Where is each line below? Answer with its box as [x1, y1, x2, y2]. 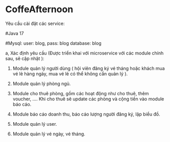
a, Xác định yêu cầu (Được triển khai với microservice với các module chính [5, 50, 164, 56]
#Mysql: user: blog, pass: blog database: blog [5, 40, 102, 46]
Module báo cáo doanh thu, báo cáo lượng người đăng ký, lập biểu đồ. [12, 111, 160, 117]
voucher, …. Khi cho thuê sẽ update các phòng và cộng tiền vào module [12, 96, 164, 102]
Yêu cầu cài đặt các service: [5, 20, 65, 26]
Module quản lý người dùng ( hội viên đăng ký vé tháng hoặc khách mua [12, 65, 165, 71]
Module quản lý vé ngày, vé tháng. [12, 131, 86, 137]
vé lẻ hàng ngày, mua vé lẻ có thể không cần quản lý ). [12, 70, 128, 77]
